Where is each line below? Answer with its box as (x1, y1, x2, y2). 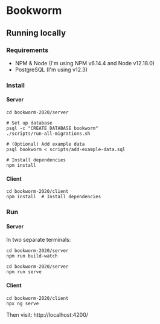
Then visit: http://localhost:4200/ (6, 311, 89, 318)
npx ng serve (6, 300, 39, 306)
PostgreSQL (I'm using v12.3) (14, 66, 88, 73)
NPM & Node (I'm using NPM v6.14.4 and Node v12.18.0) (14, 59, 155, 66)
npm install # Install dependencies (6, 194, 101, 200)
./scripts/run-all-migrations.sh (6, 131, 91, 137)
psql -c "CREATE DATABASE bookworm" (6, 125, 98, 131)
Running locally (6, 28, 66, 38)
